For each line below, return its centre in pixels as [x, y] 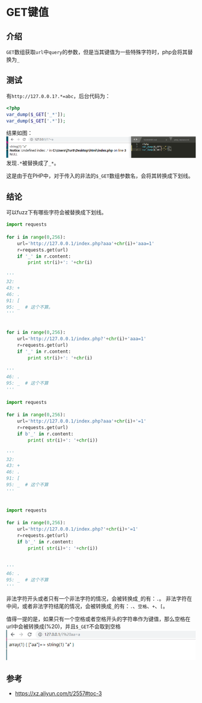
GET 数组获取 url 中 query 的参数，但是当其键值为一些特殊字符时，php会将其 [97, 52]
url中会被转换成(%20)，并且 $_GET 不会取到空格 [64, 626]
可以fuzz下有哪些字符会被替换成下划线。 [57, 212]
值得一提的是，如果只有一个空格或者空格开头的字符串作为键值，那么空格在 [98, 619]
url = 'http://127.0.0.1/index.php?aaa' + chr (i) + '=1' [82, 421]
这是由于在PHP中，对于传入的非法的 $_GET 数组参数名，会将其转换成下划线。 [100, 176]
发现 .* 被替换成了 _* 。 [33, 163]
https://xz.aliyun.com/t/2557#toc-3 [58, 693]
